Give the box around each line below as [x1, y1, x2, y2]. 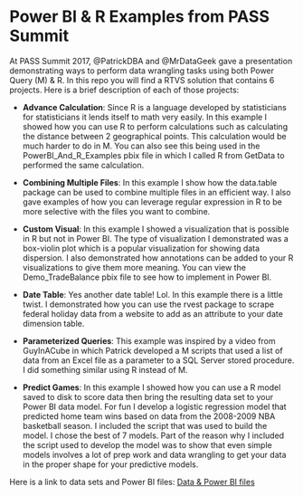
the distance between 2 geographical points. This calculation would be [22, 130, 287, 141]
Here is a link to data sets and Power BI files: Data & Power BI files [9, 476, 255, 487]
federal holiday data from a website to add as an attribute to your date [22, 308, 283, 319]
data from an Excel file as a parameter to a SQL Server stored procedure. [22, 355, 295, 366]
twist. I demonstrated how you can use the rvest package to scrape [22, 299, 274, 310]
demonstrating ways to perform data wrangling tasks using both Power [9, 65, 274, 76]
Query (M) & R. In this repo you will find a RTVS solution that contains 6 [9, 74, 275, 85]
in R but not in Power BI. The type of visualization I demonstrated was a [22, 233, 289, 243]
